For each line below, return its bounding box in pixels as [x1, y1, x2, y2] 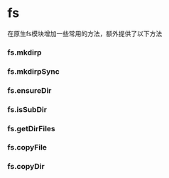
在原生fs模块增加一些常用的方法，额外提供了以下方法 [7, 29, 163, 38]
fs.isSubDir [7, 104, 48, 114]
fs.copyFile [7, 143, 48, 152]
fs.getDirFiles [7, 123, 55, 133]
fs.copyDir [7, 162, 45, 172]
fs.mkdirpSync [7, 66, 60, 76]
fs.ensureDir [7, 85, 52, 95]
